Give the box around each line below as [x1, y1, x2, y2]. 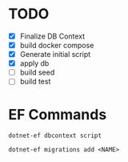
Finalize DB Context [19, 31, 86, 41]
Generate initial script [19, 50, 91, 59]
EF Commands [8, 105, 107, 124]
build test [19, 77, 51, 87]
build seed [19, 67, 55, 77]
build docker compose [19, 41, 94, 50]
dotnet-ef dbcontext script [8, 132, 102, 140]
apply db [19, 59, 50, 68]
